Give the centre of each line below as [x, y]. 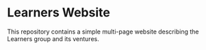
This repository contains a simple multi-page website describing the [103, 32]
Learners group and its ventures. [53, 38]
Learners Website [59, 13]
